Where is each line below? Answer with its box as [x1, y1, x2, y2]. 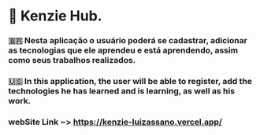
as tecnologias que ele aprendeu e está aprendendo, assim [8, 45, 239, 56]
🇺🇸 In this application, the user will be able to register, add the [8, 76, 252, 87]
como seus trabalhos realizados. [8, 55, 136, 66]
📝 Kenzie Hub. [8, 7, 102, 25]
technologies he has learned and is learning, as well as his [8, 86, 235, 97]
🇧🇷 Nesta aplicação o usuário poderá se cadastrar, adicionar [8, 35, 248, 46]
